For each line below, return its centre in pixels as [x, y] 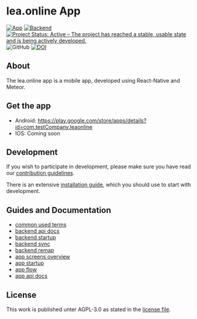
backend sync [33, 244]
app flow [26, 270]
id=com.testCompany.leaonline [54, 127]
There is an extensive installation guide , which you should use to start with [99, 185]
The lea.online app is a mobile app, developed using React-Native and [93, 80]
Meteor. [16, 87]
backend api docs [37, 231]
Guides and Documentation [59, 210]
